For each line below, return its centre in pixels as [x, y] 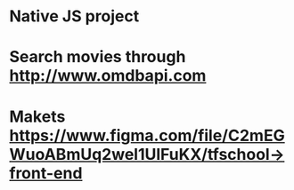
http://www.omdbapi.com [108, 76]
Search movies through [98, 57]
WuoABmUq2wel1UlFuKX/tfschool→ [147, 154]
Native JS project [74, 16]
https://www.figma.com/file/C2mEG [147, 135]
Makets [37, 116]
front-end [46, 173]
